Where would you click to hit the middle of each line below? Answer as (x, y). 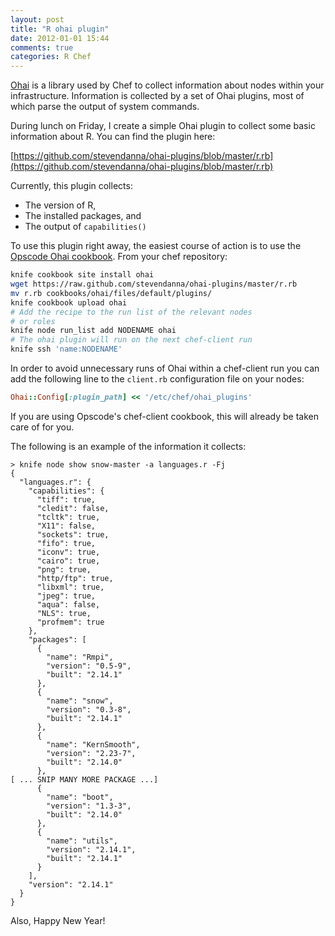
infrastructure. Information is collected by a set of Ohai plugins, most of (157, 96)
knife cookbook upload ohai (69, 302)
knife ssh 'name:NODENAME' (66, 349)
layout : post (37, 19)
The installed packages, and (83, 216)
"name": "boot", (80, 797)
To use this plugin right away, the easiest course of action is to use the (156, 246)
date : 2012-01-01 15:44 (60, 38)
